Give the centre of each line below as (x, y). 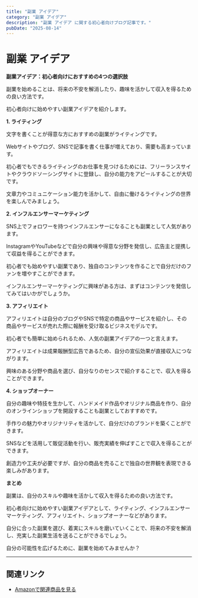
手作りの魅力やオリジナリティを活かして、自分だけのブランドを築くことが (96, 423)
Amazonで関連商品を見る (45, 589)
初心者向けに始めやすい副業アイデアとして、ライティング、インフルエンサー (98, 508)
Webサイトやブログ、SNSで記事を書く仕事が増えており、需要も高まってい (96, 147)
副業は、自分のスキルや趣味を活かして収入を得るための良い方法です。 (91, 496)
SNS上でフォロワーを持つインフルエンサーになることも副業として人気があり (99, 226)
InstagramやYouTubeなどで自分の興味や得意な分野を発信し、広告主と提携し (99, 246)
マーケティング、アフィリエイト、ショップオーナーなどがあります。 (88, 516)
